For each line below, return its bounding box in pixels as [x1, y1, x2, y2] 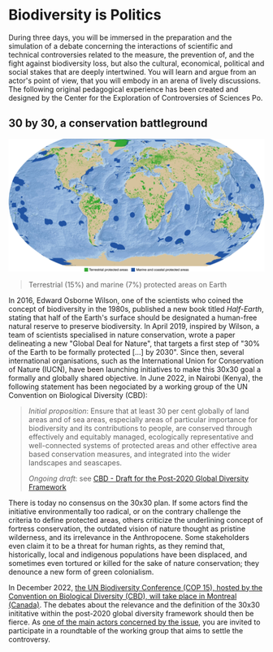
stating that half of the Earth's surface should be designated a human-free [8, 313, 258, 322]
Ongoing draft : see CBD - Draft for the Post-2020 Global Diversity [28, 473, 249, 483]
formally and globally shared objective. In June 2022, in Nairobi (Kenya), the [8, 373, 263, 382]
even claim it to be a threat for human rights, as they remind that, [8, 541, 225, 551]
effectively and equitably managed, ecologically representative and [28, 432, 254, 442]
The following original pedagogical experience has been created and [8, 84, 239, 94]
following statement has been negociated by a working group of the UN [8, 382, 248, 391]
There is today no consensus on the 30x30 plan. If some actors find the [8, 498, 249, 507]
